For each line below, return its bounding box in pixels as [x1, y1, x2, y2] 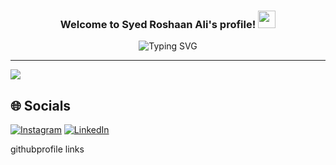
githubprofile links [10, 143, 85, 155]
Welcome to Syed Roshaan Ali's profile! [59, 17, 257, 31]
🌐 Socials [10, 97, 72, 114]
